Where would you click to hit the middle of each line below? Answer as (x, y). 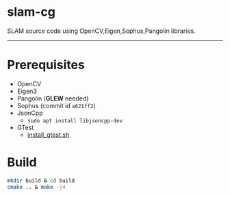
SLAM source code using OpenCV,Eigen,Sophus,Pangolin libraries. (102, 31)
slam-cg (31, 12)
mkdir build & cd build (41, 181)
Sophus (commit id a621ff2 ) (56, 105)
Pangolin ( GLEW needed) (53, 98)
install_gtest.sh (48, 135)
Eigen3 (27, 91)
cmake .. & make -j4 (37, 187)
